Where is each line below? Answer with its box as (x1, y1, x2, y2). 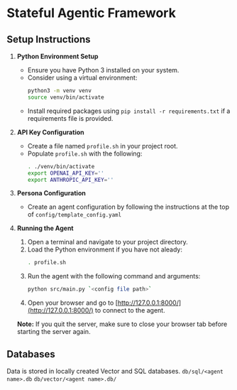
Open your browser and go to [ (27, 298, 118, 307)
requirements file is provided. (27, 114, 114, 122)
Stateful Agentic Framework (6, 5, 177, 21)
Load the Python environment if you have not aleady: (27, 245, 182, 254)
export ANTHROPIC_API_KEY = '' (27, 176, 114, 183)
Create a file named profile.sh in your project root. (27, 141, 178, 150)
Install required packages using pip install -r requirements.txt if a (27, 107, 231, 115)
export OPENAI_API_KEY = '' (27, 169, 104, 177)
